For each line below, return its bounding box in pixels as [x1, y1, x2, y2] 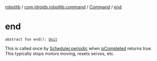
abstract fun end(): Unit [5, 37, 57, 42]
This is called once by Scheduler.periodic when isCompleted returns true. [5, 46, 152, 51]
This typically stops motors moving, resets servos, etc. [5, 50, 115, 56]
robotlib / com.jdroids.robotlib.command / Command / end [5, 4, 122, 10]
